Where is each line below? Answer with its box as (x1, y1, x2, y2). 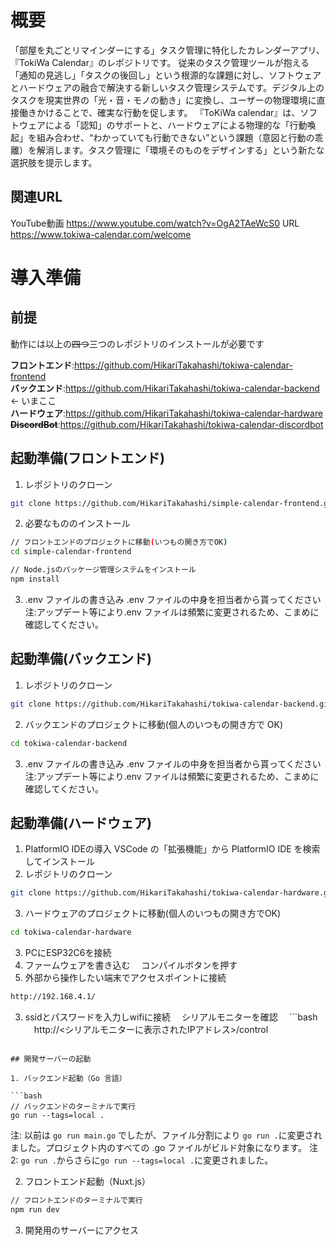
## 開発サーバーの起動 (10, 1054, 92, 1064)
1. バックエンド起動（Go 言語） (10, 1073, 127, 1083)
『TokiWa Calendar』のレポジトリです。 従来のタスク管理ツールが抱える (10, 56, 310, 68)
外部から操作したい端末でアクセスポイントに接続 (24, 972, 227, 984)
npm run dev (10, 1204, 60, 1215)
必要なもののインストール (24, 517, 131, 530)
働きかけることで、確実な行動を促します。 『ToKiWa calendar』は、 (18, 106, 301, 118)
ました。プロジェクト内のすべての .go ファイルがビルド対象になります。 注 (10, 1141, 318, 1153)
